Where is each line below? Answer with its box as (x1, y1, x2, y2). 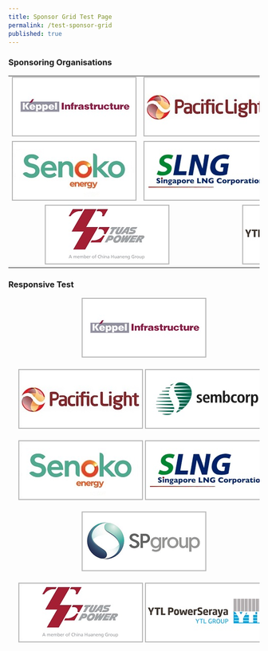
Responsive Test (8, 279, 74, 290)
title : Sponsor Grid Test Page (8, 13, 112, 21)
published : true (8, 29, 62, 37)
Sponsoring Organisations (8, 57, 112, 68)
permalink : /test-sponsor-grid (8, 21, 112, 29)
